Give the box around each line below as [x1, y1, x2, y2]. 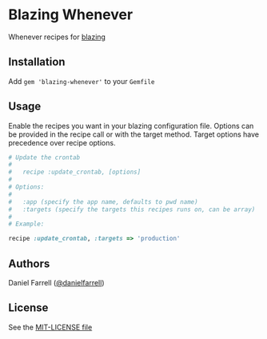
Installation [8, 55, 66, 69]
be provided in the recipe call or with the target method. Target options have [8, 130, 260, 139]
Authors [8, 257, 50, 270]
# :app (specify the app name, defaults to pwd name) [8, 197, 198, 205]
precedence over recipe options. [8, 138, 116, 147]
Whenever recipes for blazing [8, 32, 106, 42]
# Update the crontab [8, 154, 81, 162]
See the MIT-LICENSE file [8, 322, 93, 332]
